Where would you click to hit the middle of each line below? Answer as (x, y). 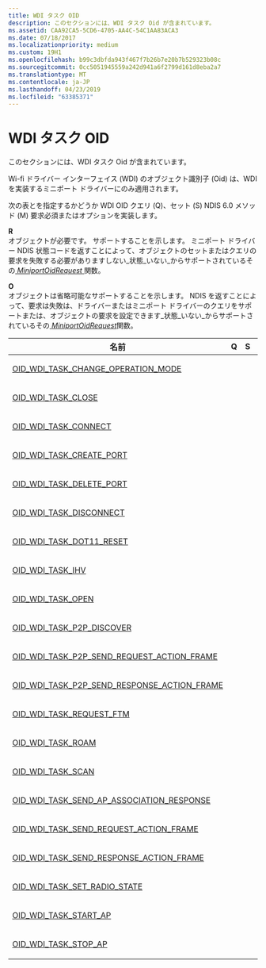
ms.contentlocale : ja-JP (49, 82)
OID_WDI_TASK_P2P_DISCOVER (72, 628)
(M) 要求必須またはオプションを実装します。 (89, 216)
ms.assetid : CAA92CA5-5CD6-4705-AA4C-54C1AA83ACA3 (93, 30)
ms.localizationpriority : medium (63, 45)
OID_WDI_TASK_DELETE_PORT (70, 484)
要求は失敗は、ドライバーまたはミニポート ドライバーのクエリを (133, 305)
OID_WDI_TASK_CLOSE (55, 398)
